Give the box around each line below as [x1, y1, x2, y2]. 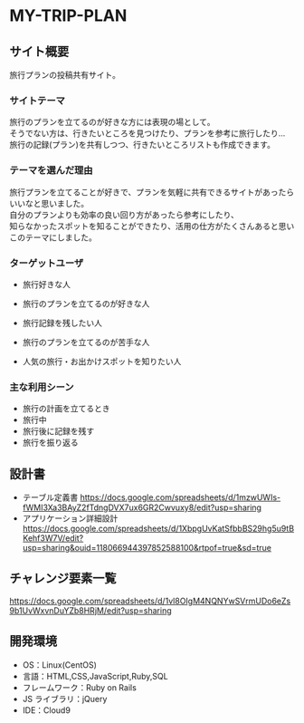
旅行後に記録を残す [22, 426, 95, 437]
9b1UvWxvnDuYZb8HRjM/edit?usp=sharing [9, 604, 172, 616]
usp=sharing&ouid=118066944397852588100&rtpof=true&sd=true [22, 543, 272, 553]
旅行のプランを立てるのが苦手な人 [22, 336, 150, 347]
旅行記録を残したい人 [22, 317, 102, 328]
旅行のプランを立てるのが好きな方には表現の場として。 [9, 117, 215, 128]
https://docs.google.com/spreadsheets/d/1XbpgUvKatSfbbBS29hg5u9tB [22, 523, 295, 534]
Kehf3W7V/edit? [22, 533, 84, 544]
